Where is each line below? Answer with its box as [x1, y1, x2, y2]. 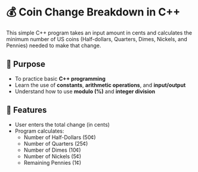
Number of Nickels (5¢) [23, 152, 82, 159]
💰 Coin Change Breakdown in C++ [6, 5, 181, 19]
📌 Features [6, 105, 47, 115]
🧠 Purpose [6, 59, 46, 69]
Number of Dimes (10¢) [23, 146, 82, 153]
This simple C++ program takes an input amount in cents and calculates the [6, 29, 193, 36]
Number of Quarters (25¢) [23, 140, 88, 147]
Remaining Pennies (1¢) [23, 159, 82, 166]
